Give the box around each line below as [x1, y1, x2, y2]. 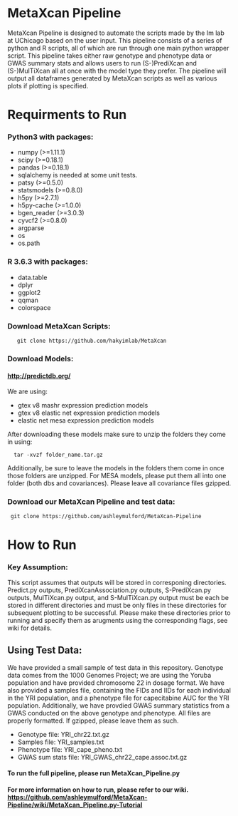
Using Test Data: [7, 644, 82, 656]
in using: [7, 438, 33, 446]
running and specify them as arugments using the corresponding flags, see [7, 616, 228, 624]
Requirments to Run [7, 107, 127, 123]
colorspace [17, 303, 51, 311]
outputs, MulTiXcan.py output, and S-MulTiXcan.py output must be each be [7, 593, 229, 601]
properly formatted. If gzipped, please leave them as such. [7, 716, 179, 725]
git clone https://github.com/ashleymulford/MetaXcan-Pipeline [10, 513, 202, 520]
